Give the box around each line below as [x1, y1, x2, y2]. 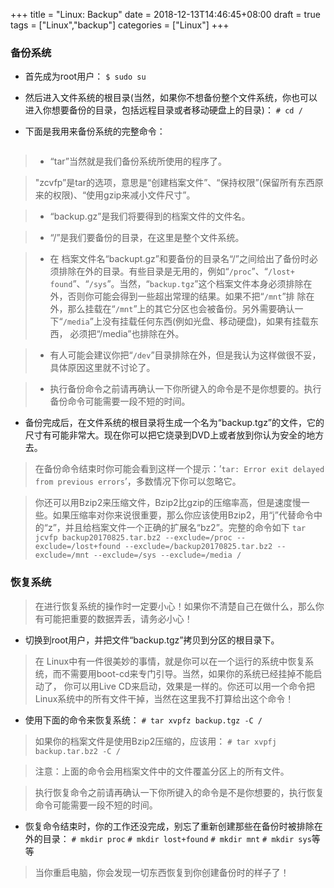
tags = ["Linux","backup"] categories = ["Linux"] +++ [10, 19, 230, 31]
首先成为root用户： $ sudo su [24, 70, 147, 83]
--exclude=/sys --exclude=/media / [93, 550, 242, 561]
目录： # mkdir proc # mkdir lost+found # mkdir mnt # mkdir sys [42, 832, 312, 844]
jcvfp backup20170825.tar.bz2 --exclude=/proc [34, 533, 233, 543]
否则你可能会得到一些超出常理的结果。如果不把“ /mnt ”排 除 [67, 290, 307, 303]
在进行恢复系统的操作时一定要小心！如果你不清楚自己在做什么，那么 [34, 600, 316, 612]
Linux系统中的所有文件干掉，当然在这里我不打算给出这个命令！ [34, 692, 295, 704]
